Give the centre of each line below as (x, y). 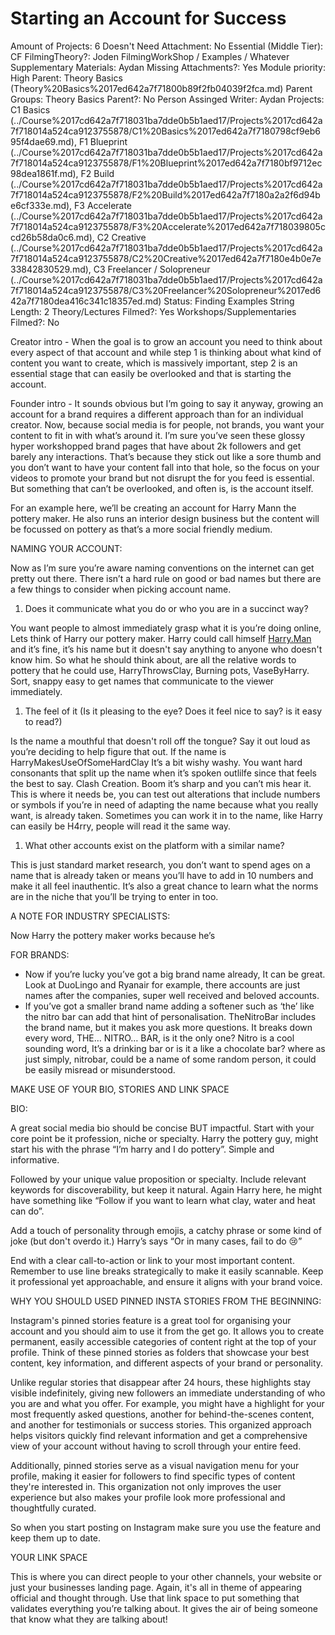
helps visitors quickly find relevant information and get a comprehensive (159, 1435)
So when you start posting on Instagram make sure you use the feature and (166, 1527)
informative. (35, 1159)
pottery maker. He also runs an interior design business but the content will (165, 518)
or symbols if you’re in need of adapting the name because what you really (164, 804)
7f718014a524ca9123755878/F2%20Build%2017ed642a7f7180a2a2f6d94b (165, 194)
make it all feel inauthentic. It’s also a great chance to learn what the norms (164, 886)
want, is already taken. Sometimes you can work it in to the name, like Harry (166, 815)
